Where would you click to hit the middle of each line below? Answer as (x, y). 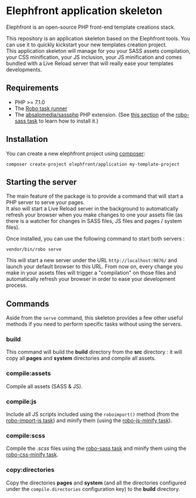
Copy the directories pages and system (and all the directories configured (96, 483)
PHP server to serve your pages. (45, 202)
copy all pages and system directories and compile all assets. (81, 358)
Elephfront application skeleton (84, 11)
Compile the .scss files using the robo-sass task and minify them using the (96, 448)
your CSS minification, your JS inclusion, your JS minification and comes (94, 57)
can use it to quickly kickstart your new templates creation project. (87, 45)
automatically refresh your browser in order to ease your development (91, 279)
